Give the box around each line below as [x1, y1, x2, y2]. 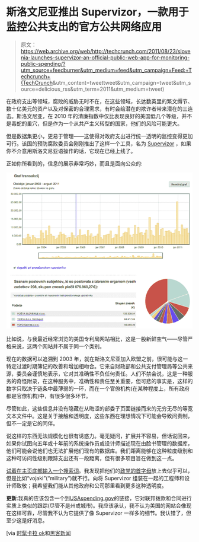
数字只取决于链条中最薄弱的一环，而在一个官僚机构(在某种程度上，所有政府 [6, 385, 190, 392]
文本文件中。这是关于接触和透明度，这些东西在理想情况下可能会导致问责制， [6, 413, 193, 420]
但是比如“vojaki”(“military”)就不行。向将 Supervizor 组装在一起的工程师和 [6, 475, 185, 482]
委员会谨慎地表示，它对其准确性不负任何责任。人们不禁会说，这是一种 [16, 370, 188, 377]
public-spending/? [20, 60, 66, 67]
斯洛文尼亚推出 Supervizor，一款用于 [6, 5, 189, 19]
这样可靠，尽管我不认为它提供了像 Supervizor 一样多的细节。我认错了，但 [11, 509, 191, 517]
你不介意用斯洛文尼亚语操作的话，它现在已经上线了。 [6, 147, 136, 154]
